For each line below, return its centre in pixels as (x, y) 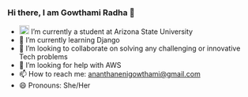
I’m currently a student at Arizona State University (112, 32)
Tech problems (43, 57)
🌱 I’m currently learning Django (69, 40)
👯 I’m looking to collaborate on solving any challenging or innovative (130, 48)
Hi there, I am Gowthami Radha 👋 (71, 13)
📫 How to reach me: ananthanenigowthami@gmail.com (109, 74)
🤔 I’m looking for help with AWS (70, 65)
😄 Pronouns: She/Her (54, 85)
